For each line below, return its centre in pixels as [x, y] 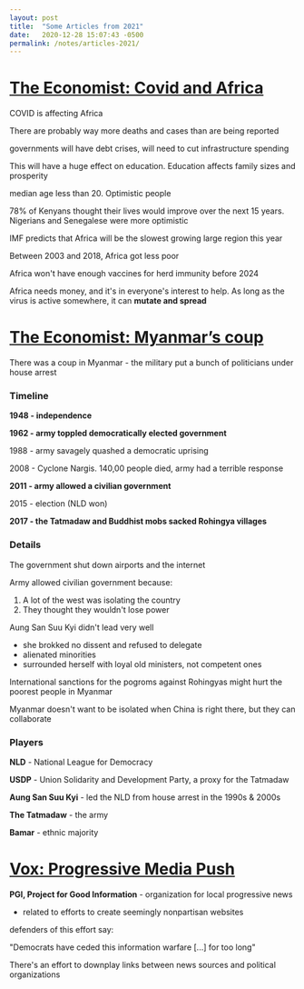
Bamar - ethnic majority [54, 833]
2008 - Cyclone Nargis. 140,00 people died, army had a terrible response [147, 468]
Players [26, 742]
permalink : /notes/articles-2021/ [75, 43]
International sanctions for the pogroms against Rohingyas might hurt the [146, 682]
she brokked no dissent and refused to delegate [112, 644]
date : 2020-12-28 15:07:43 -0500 [77, 35]
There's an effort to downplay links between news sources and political [143, 964]
